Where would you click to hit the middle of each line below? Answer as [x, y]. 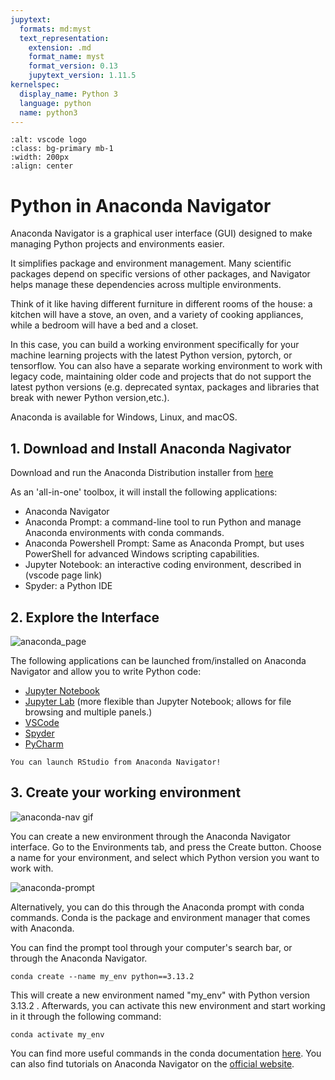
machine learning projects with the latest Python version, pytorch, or [151, 355]
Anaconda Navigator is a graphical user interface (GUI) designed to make [161, 233]
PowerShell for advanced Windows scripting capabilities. [142, 554]
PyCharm [44, 743]
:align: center [42, 166]
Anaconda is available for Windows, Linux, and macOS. [124, 417]
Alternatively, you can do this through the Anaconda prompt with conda [157, 907]
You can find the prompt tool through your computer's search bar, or [151, 947]
